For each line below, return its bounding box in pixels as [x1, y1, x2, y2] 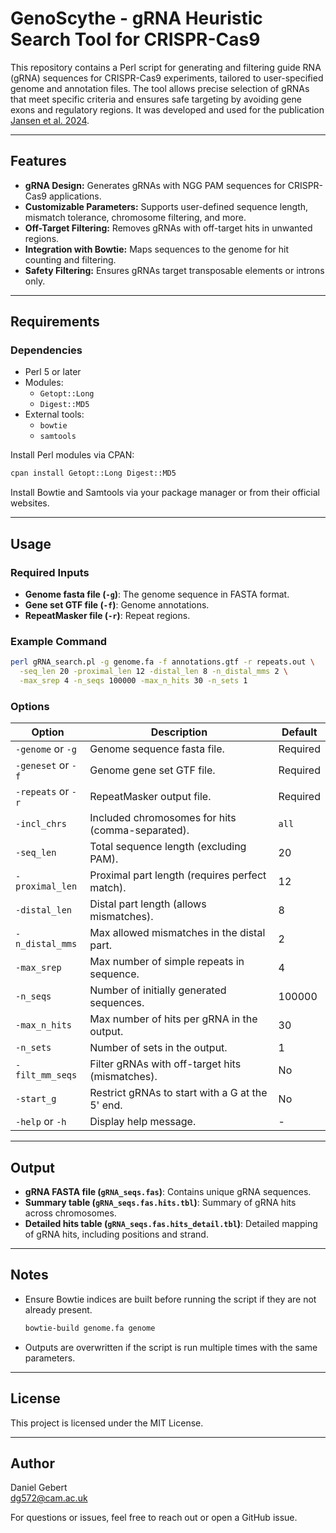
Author [10, 1455, 55, 1472]
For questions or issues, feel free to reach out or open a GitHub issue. [10, 1512, 298, 1524]
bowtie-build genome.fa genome [24, 1323, 156, 1333]
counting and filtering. [24, 253, 117, 266]
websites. [10, 497, 50, 509]
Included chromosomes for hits [89, 811, 237, 825]
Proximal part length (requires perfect [89, 868, 267, 882]
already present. [24, 1303, 93, 1316]
